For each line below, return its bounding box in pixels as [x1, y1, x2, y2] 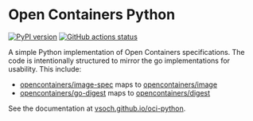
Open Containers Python [8, 6, 176, 24]
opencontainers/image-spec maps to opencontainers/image [19, 80, 217, 89]
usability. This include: [8, 64, 82, 73]
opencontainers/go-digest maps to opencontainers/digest [19, 88, 211, 97]
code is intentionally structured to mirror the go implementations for [8, 56, 231, 65]
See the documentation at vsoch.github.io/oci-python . [8, 103, 186, 113]
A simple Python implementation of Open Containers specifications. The [8, 47, 245, 57]
